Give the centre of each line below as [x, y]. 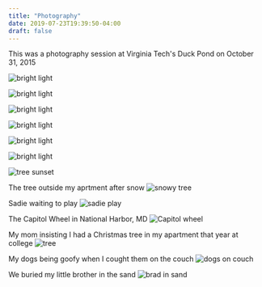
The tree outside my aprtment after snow [77, 188]
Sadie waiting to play [43, 204]
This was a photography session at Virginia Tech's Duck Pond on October [131, 54]
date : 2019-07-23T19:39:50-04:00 [65, 23]
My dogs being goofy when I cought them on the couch [101, 259]
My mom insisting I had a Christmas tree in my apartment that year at [123, 234]
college [21, 243]
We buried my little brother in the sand [72, 275]
